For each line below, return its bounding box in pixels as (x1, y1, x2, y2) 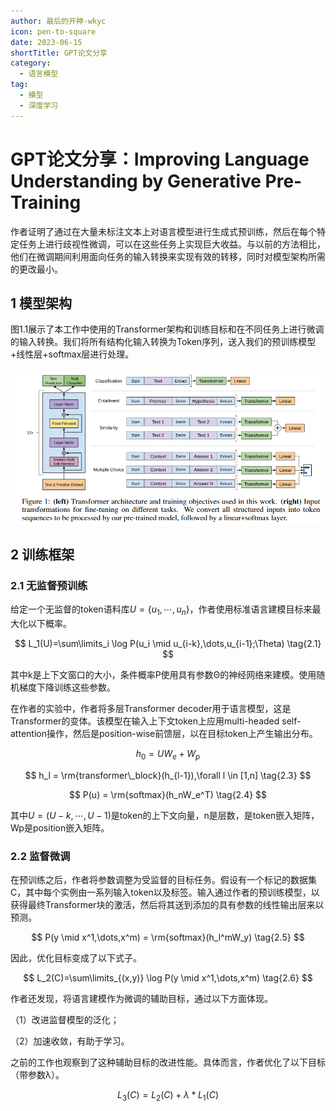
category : (10, 58, 52, 69)
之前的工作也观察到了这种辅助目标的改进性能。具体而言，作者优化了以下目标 (10, 1056, 326, 1069)
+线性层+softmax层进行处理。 (10, 348, 135, 360)
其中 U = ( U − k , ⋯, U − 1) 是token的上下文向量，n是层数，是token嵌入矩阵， (10, 810, 320, 822)
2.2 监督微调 (10, 849, 71, 863)
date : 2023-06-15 (10, 37, 83, 47)
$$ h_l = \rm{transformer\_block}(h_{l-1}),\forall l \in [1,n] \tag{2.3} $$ (24, 770, 312, 782)
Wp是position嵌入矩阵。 (10, 822, 110, 834)
